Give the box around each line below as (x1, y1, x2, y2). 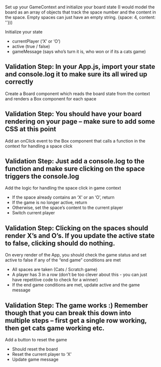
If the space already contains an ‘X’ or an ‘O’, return (12, 194, 115, 200)
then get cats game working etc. (5, 324, 105, 332)
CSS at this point (5, 125, 57, 133)
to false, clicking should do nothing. (5, 239, 115, 247)
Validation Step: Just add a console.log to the (5, 157, 145, 165)
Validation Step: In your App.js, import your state (5, 63, 156, 71)
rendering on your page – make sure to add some (5, 117, 155, 126)
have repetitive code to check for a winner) (12, 277, 98, 283)
